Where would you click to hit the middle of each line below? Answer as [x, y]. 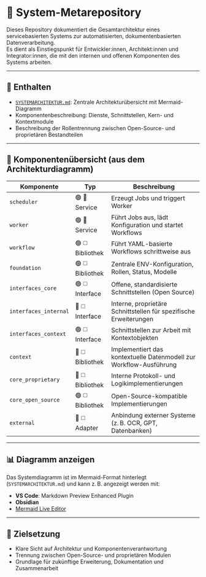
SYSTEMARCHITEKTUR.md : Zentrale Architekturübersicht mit [86, 102]
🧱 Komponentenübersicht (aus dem [76, 160]
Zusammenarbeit [37, 568]
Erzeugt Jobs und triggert [148, 198]
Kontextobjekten [135, 338]
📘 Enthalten [29, 87]
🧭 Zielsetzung [33, 534]
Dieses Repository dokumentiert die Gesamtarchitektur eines [83, 29]
